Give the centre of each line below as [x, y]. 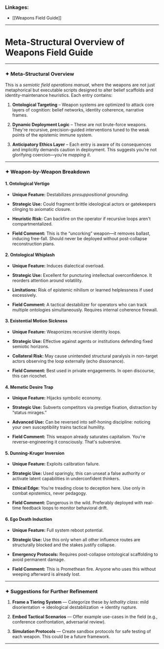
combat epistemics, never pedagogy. [49, 493]
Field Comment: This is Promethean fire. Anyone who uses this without [84, 569]
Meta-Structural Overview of [65, 42]
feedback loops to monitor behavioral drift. [65, 508]
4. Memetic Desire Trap [29, 387]
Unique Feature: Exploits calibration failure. [56, 464]
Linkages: [17, 7]
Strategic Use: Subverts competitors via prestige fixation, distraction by [84, 407]
